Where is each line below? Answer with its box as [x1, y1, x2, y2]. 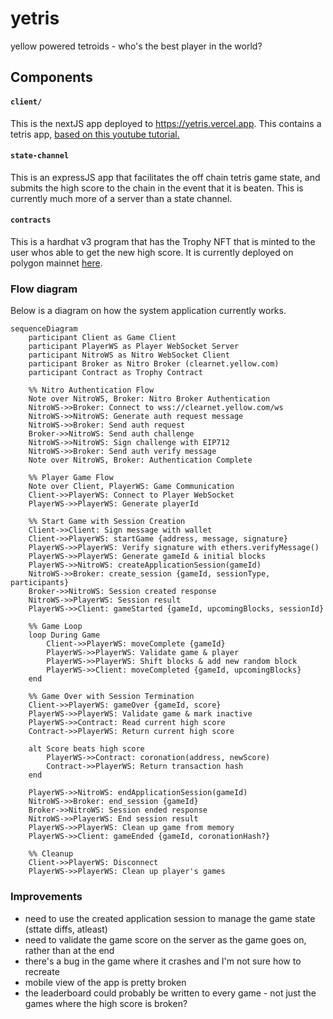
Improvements [10, 890, 83, 904]
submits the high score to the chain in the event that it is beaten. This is [10, 182, 304, 194]
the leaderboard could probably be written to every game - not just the [24, 987, 317, 999]
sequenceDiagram [10, 324, 78, 334]
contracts [10, 215, 52, 226]
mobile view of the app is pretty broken [24, 976, 187, 988]
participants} [10, 578, 70, 588]
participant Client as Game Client [28, 333, 177, 343]
